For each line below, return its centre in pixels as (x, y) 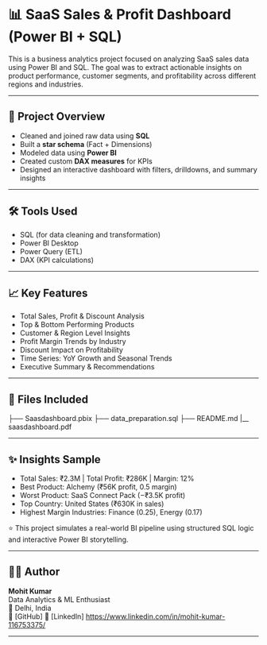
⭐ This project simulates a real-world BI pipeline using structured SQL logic (131, 528)
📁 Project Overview (57, 116)
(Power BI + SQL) (65, 37)
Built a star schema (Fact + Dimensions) (86, 144)
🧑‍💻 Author (34, 572)
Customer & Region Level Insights (75, 333)
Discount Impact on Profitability (71, 350)
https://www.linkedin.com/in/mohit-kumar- (155, 616)
